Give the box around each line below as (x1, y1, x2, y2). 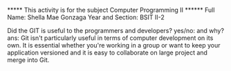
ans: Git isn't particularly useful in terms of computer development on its (7, 34, 214, 42)
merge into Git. (7, 56, 50, 64)
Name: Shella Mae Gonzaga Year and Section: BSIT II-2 (7, 13, 165, 21)
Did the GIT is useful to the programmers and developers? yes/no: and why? (7, 27, 225, 34)
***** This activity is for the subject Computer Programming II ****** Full (7, 6, 215, 14)
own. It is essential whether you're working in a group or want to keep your (7, 41, 221, 49)
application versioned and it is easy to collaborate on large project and (7, 48, 207, 57)
